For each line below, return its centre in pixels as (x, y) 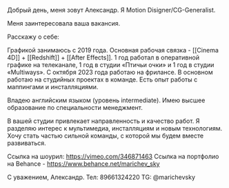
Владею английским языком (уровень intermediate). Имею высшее (106, 100)
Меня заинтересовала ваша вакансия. (64, 23)
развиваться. (27, 143)
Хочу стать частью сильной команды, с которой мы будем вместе (106, 135)
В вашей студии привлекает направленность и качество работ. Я (103, 121)
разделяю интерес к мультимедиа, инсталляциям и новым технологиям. (115, 128)
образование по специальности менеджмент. (75, 107)
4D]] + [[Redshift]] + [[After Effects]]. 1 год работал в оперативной (103, 57)
